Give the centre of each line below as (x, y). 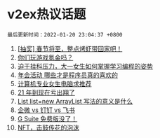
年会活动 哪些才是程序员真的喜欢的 (67, 75)
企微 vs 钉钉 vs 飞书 (46, 110)
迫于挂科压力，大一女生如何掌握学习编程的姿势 (85, 66)
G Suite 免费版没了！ (47, 118)
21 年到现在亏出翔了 (46, 92)
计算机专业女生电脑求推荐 (54, 83)
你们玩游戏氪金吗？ (45, 57)
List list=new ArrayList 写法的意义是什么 (75, 101)
